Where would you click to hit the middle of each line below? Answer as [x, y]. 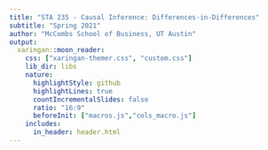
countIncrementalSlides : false [91, 99]
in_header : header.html [77, 132]
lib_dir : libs [51, 67]
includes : [43, 124]
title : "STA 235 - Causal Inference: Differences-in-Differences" [134, 17]
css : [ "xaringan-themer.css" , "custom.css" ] [109, 58]
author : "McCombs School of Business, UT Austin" [103, 34]
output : [24, 42]
